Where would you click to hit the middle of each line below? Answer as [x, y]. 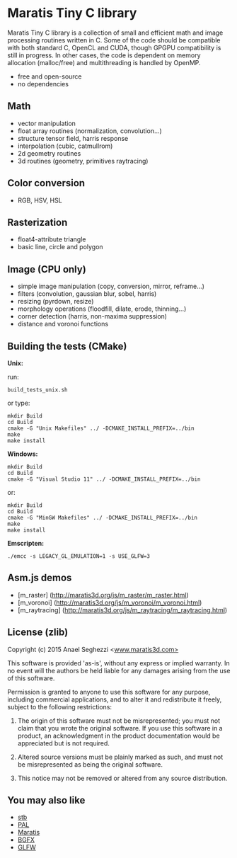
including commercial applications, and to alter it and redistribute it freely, [115, 699]
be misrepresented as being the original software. [90, 764]
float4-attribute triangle [52, 239]
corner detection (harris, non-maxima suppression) [92, 316]
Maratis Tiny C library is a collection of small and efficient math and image [115, 33]
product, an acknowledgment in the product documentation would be [119, 736]
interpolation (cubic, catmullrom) [65, 146]
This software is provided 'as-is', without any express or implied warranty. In [118, 663]
